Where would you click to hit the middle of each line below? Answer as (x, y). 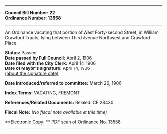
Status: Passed (21, 52)
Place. (12, 43)
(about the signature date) (32, 73)
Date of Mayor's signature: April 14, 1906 (48, 68)
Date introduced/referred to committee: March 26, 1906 (63, 83)
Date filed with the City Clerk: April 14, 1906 (51, 63)
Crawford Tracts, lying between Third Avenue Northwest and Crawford (78, 37)
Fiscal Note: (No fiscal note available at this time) (56, 112)
